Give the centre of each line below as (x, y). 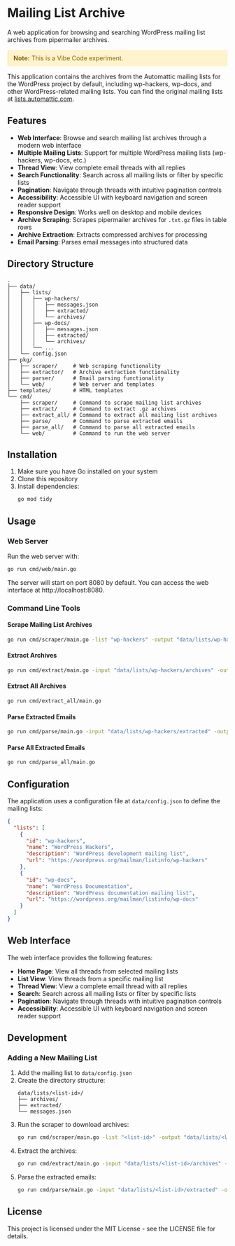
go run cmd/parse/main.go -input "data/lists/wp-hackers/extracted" (109, 732)
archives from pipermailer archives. (58, 39)
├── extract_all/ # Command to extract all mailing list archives (119, 415)
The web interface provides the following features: (80, 957)
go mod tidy (35, 499)
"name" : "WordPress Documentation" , (79, 886)
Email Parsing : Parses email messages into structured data (102, 242)
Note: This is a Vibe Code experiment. (69, 58)
